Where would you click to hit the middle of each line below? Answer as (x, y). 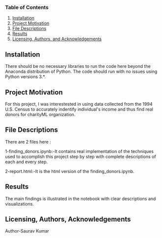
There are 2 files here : (28, 142)
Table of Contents (27, 7)
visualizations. (20, 204)
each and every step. (27, 162)
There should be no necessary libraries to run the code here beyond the (78, 66)
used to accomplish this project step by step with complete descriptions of (81, 156)
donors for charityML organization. (40, 114)
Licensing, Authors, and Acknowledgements (57, 39)
